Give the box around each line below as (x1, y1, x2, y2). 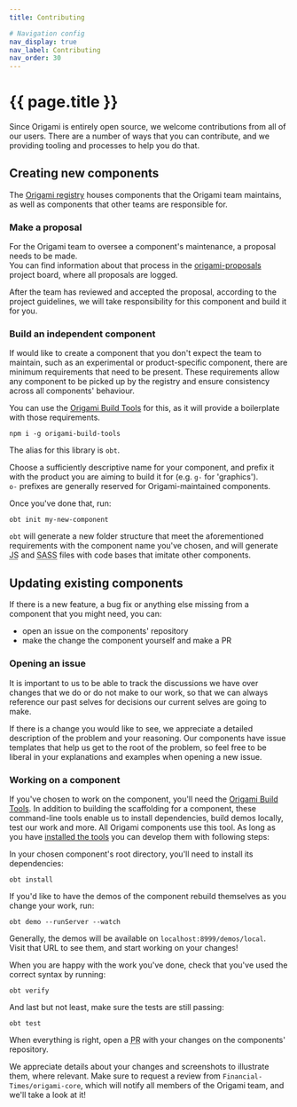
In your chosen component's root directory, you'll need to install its (9, 849, 254, 859)
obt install (9, 875, 53, 884)
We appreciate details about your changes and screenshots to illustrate (9, 1061, 270, 1071)
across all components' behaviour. (9, 385, 135, 396)
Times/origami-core (9, 1081, 82, 1090)
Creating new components (9, 166, 160, 181)
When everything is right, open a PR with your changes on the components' (9, 1034, 286, 1045)
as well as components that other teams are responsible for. (9, 199, 228, 210)
